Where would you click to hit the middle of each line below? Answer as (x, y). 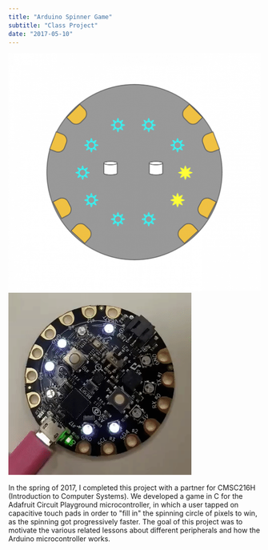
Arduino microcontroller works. (59, 539)
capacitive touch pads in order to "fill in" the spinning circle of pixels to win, (133, 513)
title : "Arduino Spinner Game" (60, 17)
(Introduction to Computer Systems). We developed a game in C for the (126, 496)
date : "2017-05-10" (41, 34)
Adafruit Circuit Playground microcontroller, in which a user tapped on (124, 505)
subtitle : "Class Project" (53, 25)
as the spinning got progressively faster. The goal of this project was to (126, 522)
